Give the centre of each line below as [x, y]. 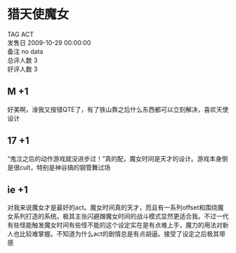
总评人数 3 [22, 60]
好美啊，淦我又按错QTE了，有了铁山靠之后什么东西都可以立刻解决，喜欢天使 [118, 109]
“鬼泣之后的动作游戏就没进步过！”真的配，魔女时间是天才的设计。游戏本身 [115, 158]
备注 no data [25, 51]
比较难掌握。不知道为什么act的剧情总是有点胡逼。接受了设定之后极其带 [123, 234]
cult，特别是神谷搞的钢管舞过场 [65, 167]
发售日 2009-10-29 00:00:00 [49, 42]
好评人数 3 [22, 69]
